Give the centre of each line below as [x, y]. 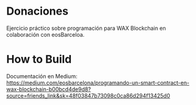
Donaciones [38, 11]
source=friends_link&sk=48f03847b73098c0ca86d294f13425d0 [88, 95]
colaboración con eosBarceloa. [45, 34]
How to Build [39, 60]
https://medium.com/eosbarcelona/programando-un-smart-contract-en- [98, 82]
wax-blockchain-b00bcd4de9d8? [49, 89]
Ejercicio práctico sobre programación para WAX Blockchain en [86, 28]
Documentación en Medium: [42, 76]
